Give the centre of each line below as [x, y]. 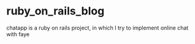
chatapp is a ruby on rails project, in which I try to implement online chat [97, 28]
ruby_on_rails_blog [55, 11]
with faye [18, 34]
